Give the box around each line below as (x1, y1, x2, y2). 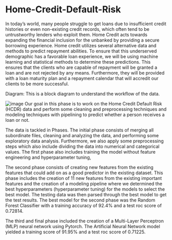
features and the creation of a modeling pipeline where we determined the (5, 180, 163, 187)
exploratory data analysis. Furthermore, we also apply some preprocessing (5, 138, 164, 144)
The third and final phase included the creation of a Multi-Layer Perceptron (5, 217, 164, 224)
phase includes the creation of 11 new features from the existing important (5, 175, 162, 181)
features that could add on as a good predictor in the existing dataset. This (5, 170, 163, 176)
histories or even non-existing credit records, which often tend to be (5, 26, 150, 32)
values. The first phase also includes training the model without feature (5, 149, 156, 155)
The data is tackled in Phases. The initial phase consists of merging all (5, 127, 154, 133)
